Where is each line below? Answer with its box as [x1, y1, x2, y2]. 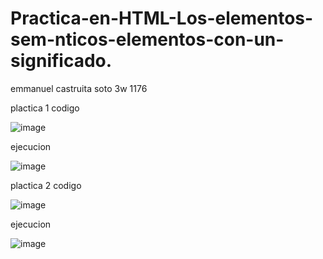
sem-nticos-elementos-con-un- [10, 28, 285, 51]
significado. [10, 50, 113, 72]
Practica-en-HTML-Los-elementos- [10, 7, 314, 30]
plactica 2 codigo [10, 179, 82, 191]
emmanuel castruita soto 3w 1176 [10, 82, 148, 94]
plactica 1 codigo [10, 102, 80, 114]
